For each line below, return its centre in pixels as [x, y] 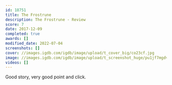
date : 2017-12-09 [24, 29]
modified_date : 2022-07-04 [34, 44]
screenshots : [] [23, 48]
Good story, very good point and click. [46, 77]
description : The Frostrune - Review [46, 19]
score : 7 [15, 24]
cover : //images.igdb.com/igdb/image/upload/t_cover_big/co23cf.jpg [80, 53]
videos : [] [17, 62]
